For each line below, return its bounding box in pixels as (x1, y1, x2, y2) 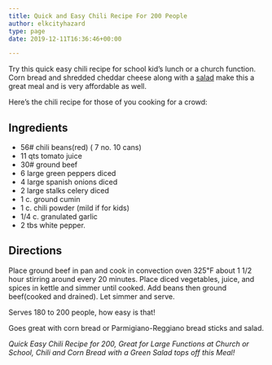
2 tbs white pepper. (20, 221, 86, 231)
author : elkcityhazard (8, 20, 86, 28)
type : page (8, 27, 46, 35)
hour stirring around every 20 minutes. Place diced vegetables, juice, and (8, 274, 255, 284)
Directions (8, 244, 63, 257)
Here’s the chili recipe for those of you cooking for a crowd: (8, 97, 208, 107)
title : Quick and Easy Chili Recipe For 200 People (8, 11, 187, 20)
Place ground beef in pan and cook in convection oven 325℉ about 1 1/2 (8, 266, 252, 275)
